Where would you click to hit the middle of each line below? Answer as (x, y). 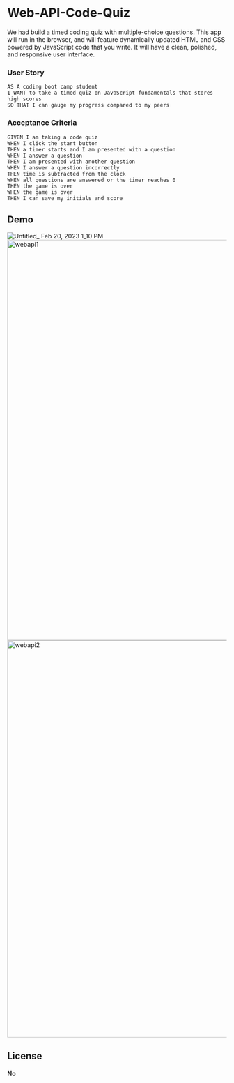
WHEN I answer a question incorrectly (63, 168)
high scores (24, 99)
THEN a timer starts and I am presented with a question (92, 149)
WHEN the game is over (40, 192)
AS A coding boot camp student (53, 87)
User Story (26, 73)
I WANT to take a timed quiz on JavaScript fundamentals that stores (110, 93)
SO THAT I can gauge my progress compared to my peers (88, 105)
